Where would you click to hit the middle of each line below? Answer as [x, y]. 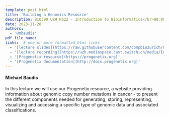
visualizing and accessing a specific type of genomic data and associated [82, 105]
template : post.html [27, 10]
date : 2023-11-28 [23, 24]
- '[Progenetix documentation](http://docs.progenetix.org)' [75, 62]
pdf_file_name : [21, 38]
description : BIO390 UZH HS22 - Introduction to [57, 19]
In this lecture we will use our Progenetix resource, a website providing [79, 89]
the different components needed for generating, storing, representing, [79, 99]
